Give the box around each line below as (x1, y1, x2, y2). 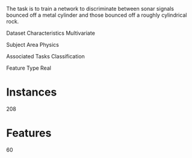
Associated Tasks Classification (6, 53, 85, 59)
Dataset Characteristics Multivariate (6, 29, 95, 37)
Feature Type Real (6, 64, 51, 71)
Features (6, 126, 52, 140)
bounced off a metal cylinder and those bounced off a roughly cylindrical (6, 11, 187, 19)
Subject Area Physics (6, 41, 59, 48)
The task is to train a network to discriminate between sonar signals (6, 5, 175, 12)
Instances (6, 85, 57, 99)
